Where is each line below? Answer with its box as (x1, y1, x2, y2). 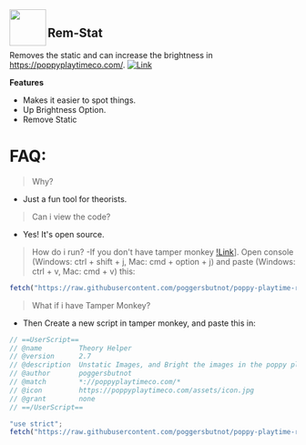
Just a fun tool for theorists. (22, 193, 127, 204)
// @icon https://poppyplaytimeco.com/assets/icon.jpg (9, 386, 255, 395)
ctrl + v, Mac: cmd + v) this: (31, 266, 136, 277)
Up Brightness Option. (22, 104, 107, 115)
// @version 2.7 (9, 352, 92, 361)
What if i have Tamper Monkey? (31, 299, 151, 310)
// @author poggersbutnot (9, 369, 132, 379)
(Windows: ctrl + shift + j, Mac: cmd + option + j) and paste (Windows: (31, 256, 296, 267)
